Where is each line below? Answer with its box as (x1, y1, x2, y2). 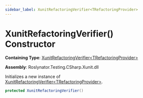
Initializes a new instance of (5, 74, 61, 79)
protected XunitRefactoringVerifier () (5, 88, 84, 93)
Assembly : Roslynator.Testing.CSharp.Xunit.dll (5, 64, 99, 70)
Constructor (5, 39, 56, 49)
